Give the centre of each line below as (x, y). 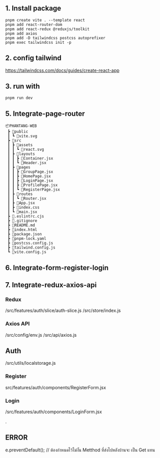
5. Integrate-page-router (45, 113)
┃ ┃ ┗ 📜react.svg (26, 150)
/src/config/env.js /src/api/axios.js (41, 335)
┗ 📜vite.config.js (27, 252)
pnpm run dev (19, 98)
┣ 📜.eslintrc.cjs (26, 217)
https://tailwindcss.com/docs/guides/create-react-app (62, 70)
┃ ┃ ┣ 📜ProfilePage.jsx (33, 185)
